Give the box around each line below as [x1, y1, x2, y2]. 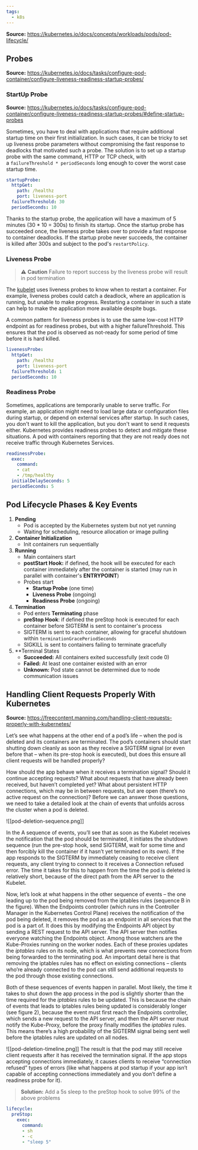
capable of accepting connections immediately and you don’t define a [6, 1070, 177, 1078]
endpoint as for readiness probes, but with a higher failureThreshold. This [6, 322, 185, 330]
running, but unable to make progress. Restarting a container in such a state [6, 299, 191, 306]
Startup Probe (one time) [32, 584, 95, 591]
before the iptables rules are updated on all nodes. [6, 1034, 129, 1041]
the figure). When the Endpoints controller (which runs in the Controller [6, 903, 179, 910]
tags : [6, 8, 20, 15]
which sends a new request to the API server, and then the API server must [6, 1015, 189, 1022]
